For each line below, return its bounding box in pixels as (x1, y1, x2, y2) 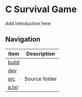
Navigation (5, 35, 40, 44)
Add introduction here (5, 20, 51, 26)
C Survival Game (5, 4, 77, 15)
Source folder (24, 75, 57, 82)
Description (26, 50, 55, 57)
